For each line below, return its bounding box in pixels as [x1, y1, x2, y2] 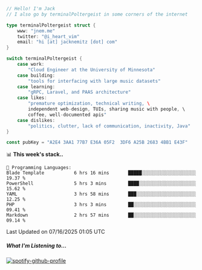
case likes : [17, 95, 47, 101]
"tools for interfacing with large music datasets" [28, 78, 161, 84]
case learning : [17, 83, 56, 90]
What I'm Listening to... [6, 242, 67, 249]
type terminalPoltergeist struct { [6, 22, 96, 28]
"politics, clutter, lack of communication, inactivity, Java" [28, 123, 191, 129]
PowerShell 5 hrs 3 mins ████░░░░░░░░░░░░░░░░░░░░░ [6, 181, 197, 187]
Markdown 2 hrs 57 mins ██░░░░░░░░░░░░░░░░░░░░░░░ [6, 212, 197, 219]
